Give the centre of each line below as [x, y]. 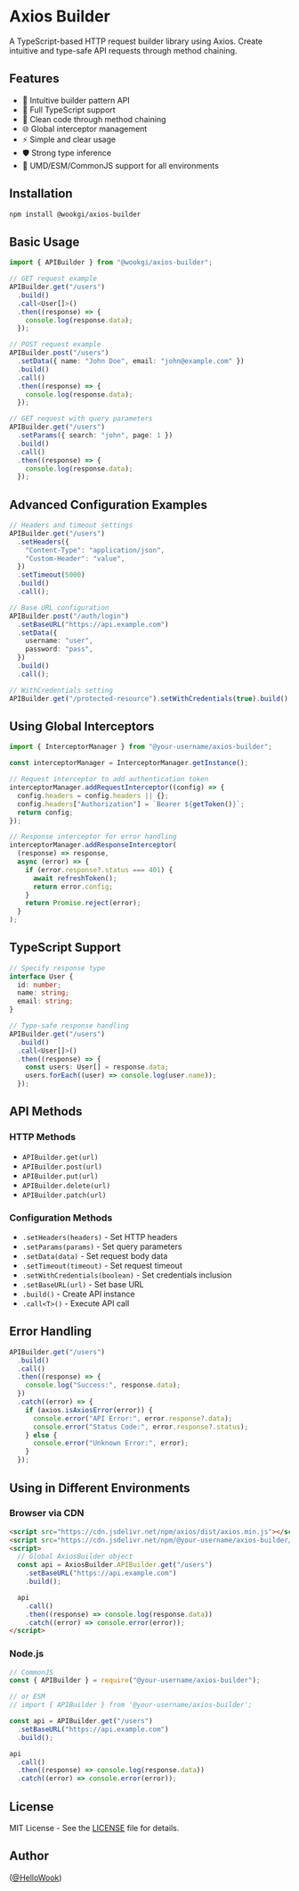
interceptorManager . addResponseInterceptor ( [93, 846]
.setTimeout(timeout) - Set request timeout [102, 1266]
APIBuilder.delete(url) [66, 1186]
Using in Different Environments [100, 1488]
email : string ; [45, 1002]
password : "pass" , [59, 649]
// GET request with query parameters [81, 419]
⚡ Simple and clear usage [69, 139]
